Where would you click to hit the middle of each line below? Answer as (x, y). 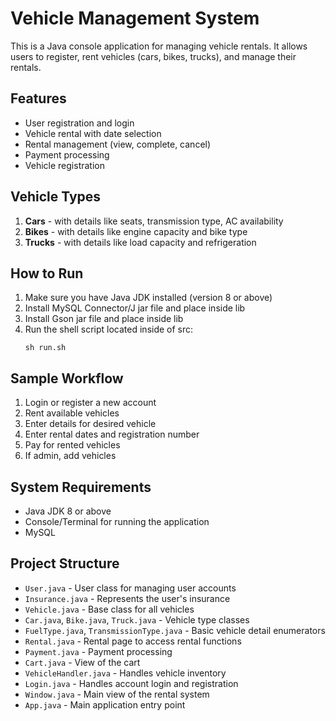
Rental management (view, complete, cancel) (118, 144)
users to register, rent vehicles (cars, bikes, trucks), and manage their (153, 56)
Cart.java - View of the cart (82, 662)
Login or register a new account (90, 403)
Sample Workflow (67, 378)
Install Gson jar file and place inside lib (104, 319)
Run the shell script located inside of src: (109, 329)
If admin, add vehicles (70, 456)
